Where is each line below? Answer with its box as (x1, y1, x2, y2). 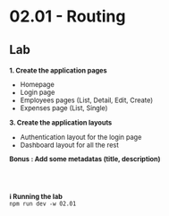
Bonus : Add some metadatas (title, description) (9, 155, 161, 164)
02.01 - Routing (9, 6, 126, 27)
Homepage (20, 81, 55, 90)
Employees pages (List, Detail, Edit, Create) (20, 96, 154, 105)
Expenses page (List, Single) (20, 104, 108, 113)
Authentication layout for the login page (20, 133, 142, 142)
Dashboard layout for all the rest (20, 141, 119, 150)
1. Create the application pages (9, 65, 107, 75)
